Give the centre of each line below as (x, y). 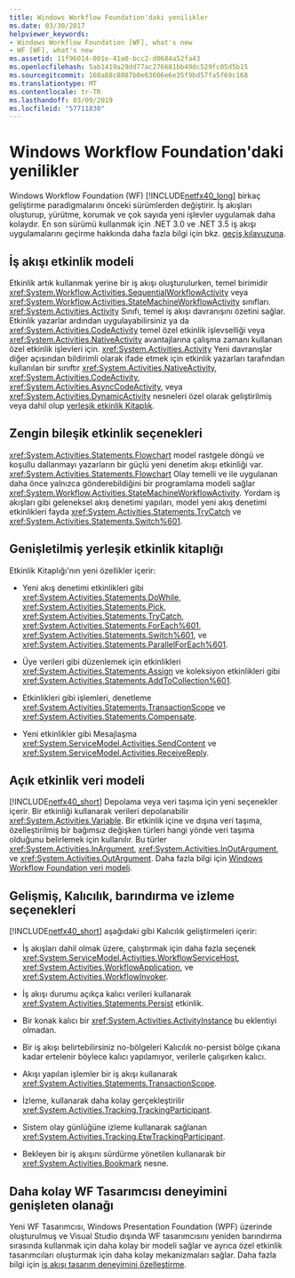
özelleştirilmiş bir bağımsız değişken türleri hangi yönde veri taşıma (132, 830)
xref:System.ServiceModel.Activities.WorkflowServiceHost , (131, 958)
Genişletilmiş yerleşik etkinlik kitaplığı (116, 549)
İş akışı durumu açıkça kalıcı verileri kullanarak (107, 994)
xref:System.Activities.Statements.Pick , (94, 606)
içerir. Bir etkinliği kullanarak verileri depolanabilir (99, 811)
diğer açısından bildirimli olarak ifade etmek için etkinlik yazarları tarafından (147, 358)
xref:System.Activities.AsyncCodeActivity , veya (96, 387)
